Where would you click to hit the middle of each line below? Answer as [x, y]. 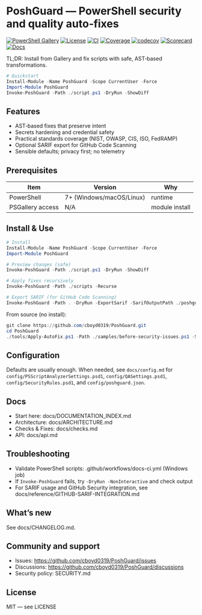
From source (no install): [36, 314]
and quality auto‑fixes [63, 24]
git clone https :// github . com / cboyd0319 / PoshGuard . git [76, 325]
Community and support [53, 546]
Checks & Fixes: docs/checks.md [56, 429]
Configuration [33, 355]
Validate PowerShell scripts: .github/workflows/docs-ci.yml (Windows [101, 468]
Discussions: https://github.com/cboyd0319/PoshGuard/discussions [99, 567]
